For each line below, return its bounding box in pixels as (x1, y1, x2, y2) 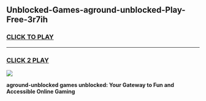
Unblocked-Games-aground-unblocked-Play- (6, 5, 186, 15)
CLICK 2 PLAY (6, 56, 49, 64)
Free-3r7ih (6, 15, 48, 25)
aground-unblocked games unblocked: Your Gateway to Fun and (6, 81, 175, 88)
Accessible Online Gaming (6, 88, 75, 95)
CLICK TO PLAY (6, 33, 54, 42)
